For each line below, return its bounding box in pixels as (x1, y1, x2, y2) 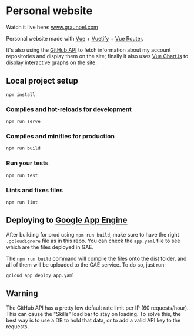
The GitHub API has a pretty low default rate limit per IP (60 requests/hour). (6, 304, 189, 311)
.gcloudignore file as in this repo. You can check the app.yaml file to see (6, 237, 180, 244)
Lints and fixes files (6, 186, 63, 194)
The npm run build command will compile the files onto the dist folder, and (6, 255, 187, 262)
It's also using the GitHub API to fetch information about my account (6, 46, 172, 54)
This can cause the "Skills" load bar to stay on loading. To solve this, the (6, 310, 181, 317)
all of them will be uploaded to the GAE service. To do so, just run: (6, 261, 166, 268)
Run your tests (6, 159, 49, 167)
